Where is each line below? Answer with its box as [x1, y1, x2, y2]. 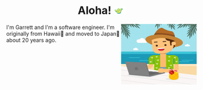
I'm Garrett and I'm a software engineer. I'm [6, 24, 115, 31]
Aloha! [77, 4, 112, 18]
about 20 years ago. [6, 36, 57, 43]
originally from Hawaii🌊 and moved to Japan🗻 [6, 30, 120, 37]
